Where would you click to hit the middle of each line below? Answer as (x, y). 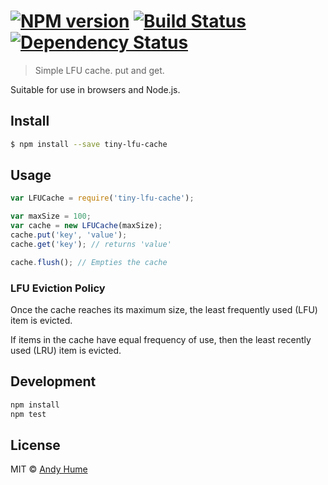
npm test (28, 414)
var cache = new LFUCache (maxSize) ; (86, 226)
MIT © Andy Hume (49, 469)
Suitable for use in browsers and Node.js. (95, 89)
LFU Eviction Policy (58, 288)
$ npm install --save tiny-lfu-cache (89, 144)
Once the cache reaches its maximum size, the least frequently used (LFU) (164, 309)
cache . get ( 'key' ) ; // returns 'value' (91, 244)
